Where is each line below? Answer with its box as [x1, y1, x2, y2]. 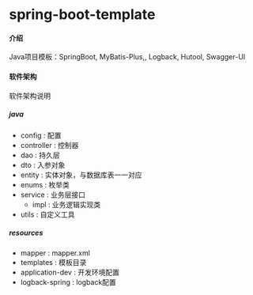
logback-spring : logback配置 [20, 277, 117, 286]
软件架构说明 [9, 91, 51, 100]
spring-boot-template [9, 6, 156, 24]
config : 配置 [20, 130, 62, 140]
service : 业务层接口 [20, 190, 86, 199]
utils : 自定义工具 [20, 210, 75, 219]
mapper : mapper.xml [20, 248, 90, 258]
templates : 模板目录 [20, 257, 87, 267]
